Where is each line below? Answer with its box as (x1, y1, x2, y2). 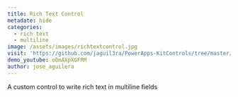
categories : (7, 23, 42, 30)
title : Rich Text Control (7, 10, 84, 18)
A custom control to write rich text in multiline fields (7, 82, 158, 91)
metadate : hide (7, 17, 52, 24)
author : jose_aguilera (7, 63, 74, 70)
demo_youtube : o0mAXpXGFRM (7, 57, 87, 64)
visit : (7, 50, 27, 57)
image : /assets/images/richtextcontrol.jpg (7, 43, 138, 50)
